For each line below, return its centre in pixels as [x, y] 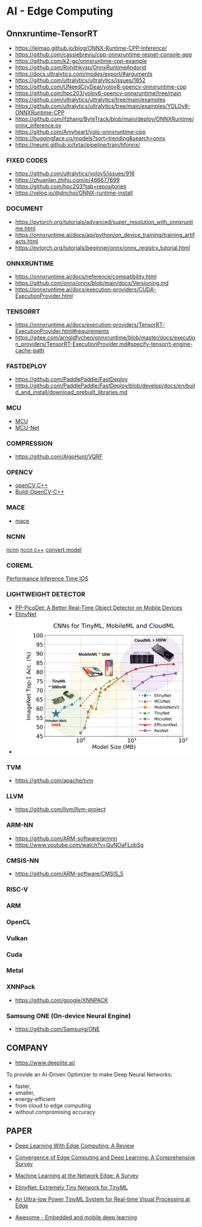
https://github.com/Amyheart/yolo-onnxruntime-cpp [80, 132]
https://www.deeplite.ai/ [45, 1063]
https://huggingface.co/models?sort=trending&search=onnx [90, 138]
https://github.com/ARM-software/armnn [66, 838]
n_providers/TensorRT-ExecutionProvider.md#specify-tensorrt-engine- [104, 344]
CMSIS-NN [23, 860]
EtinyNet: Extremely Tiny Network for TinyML [71, 1187]
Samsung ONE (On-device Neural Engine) [69, 1015]
